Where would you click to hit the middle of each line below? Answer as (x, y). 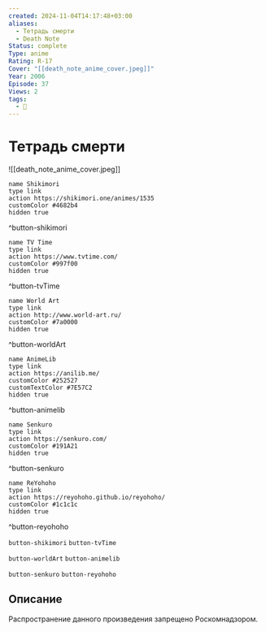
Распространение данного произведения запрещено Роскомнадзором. (133, 619)
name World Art (34, 301)
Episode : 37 (28, 84)
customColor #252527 (44, 381)
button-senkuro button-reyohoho (62, 575)
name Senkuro (31, 425)
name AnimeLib (33, 359)
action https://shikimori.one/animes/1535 (81, 199)
